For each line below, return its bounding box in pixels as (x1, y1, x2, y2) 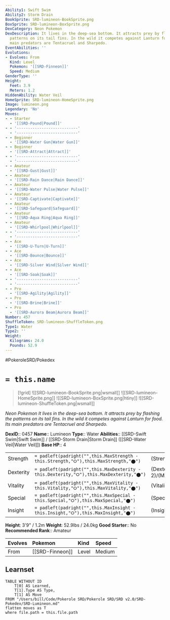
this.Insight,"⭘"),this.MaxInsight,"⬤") (34, 510, 136, 516)
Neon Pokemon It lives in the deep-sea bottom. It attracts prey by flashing (5, 410, 160, 416)
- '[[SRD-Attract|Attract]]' (10, 149, 71, 154)
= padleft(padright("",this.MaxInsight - (34, 505, 136, 511)
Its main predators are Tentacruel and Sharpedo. (5, 421, 108, 427)
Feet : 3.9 (10, 83, 30, 88)
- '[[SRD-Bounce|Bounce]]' (10, 253, 67, 258)
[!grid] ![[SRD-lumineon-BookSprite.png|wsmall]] (17, 389, 120, 395)
